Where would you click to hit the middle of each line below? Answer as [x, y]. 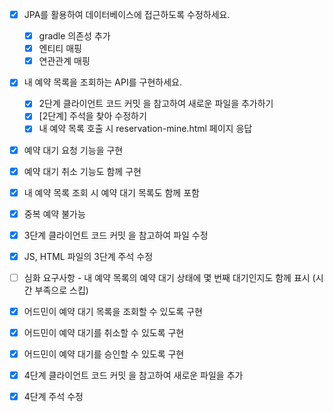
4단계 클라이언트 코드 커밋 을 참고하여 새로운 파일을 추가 [133, 375]
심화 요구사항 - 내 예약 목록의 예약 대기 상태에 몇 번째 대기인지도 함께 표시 [167, 277]
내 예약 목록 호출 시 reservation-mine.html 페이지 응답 [145, 129]
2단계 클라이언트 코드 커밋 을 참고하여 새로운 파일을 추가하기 [156, 104]
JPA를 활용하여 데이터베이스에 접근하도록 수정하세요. [127, 14]
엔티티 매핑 [60, 49]
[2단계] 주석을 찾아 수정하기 [92, 116]
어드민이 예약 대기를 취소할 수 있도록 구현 [104, 332]
